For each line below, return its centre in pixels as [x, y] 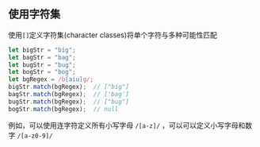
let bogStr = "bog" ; [42, 72]
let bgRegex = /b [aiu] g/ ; [51, 79]
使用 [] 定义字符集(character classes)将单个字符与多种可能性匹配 [113, 35]
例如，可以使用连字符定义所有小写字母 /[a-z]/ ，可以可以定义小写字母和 [127, 125]
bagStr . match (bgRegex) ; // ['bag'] [69, 95]
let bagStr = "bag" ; [42, 57]
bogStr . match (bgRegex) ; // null [63, 109]
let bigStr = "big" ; [42, 50]
